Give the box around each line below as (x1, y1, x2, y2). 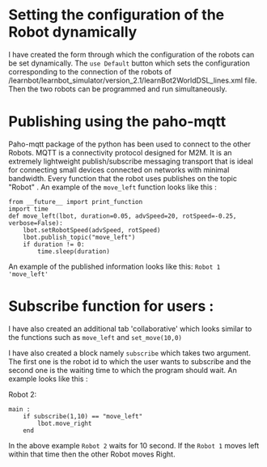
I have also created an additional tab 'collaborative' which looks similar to (8, 324, 252, 333)
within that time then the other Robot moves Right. (8, 449, 176, 459)
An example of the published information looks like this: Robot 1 (8, 261, 221, 271)
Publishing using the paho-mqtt (8, 113, 227, 131)
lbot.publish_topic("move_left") (23, 233, 136, 241)
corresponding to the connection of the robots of (8, 66, 172, 76)
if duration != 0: (23, 240, 85, 248)
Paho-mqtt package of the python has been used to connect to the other (8, 139, 251, 149)
